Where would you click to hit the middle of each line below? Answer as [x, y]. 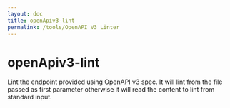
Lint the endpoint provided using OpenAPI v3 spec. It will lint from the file [115, 82]
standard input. [30, 97]
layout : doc [25, 14]
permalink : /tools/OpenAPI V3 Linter [64, 27]
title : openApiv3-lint [41, 21]
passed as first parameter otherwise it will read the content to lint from [111, 90]
